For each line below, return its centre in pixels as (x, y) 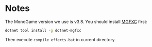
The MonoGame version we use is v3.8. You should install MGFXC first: (76, 22)
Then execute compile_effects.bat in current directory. (60, 39)
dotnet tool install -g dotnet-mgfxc (43, 30)
